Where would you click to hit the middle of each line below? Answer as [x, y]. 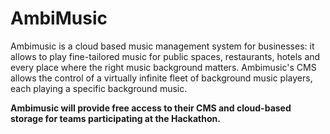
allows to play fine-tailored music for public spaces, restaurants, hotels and [165, 56]
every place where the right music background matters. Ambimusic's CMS [163, 67]
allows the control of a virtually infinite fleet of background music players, [161, 78]
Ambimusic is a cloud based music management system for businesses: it [162, 46]
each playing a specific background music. [99, 88]
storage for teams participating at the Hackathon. [115, 118]
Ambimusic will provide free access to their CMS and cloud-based [151, 108]
